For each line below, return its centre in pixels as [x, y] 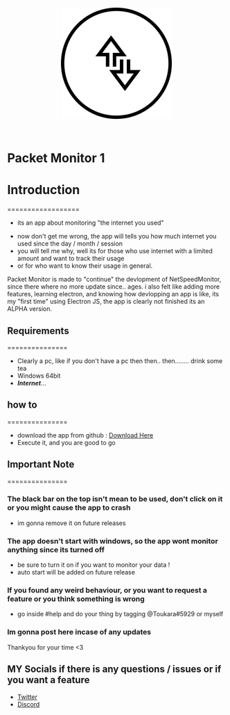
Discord [28, 704]
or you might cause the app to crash [69, 508]
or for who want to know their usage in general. [85, 266]
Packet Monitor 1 [56, 158]
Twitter [27, 697]
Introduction [44, 190]
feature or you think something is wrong [76, 599]
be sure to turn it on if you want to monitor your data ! [94, 565]
